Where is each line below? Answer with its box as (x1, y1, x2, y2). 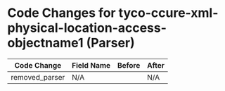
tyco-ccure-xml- (118, 5, 219, 21)
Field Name (71, 60, 111, 70)
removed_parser (11, 72, 65, 82)
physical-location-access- (7, 20, 167, 36)
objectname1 (7, 35, 84, 51)
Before (117, 60, 141, 70)
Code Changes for (7, 5, 116, 21)
